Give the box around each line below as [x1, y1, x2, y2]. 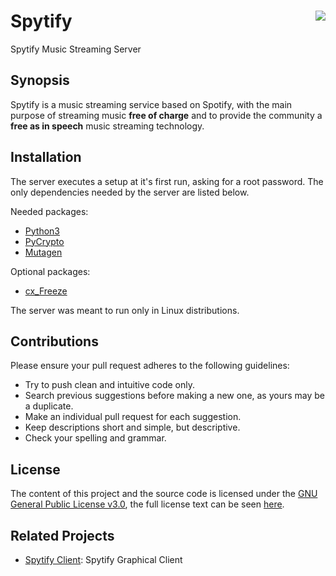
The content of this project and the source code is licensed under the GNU [10, 488, 318, 500]
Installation [10, 149, 82, 166]
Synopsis [10, 72, 70, 89]
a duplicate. [24, 400, 74, 412]
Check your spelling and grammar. [24, 432, 167, 444]
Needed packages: [10, 205, 89, 217]
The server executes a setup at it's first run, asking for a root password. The [10, 175, 324, 187]
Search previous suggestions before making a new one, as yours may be [24, 390, 326, 402]
